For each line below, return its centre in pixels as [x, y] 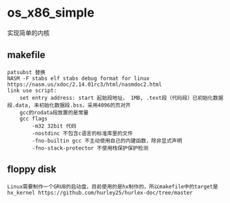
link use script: [32, 90]
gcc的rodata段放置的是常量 [54, 112]
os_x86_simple [51, 13]
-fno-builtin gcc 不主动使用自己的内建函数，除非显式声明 [107, 141]
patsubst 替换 [27, 72]
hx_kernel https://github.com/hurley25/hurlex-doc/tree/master [100, 193]
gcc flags [34, 118]
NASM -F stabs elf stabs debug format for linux [78, 78]
